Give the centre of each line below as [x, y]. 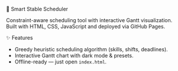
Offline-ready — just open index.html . [61, 62]
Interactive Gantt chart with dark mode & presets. [74, 56]
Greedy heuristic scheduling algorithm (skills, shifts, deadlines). [91, 49]
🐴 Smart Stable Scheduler [37, 9]
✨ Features [20, 38]
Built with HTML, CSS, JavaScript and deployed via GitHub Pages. [86, 26]
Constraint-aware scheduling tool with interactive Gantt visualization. [89, 20]
